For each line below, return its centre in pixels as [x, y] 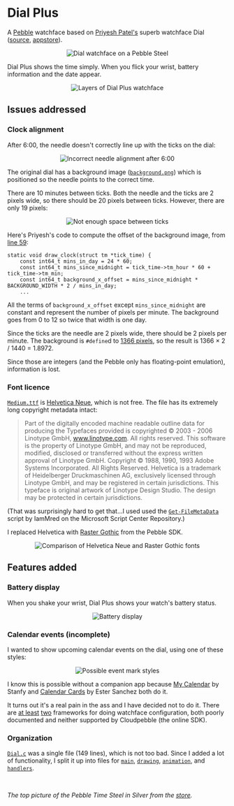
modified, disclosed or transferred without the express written [114, 453]
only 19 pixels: [28, 208]
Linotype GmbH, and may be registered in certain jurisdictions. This [122, 482]
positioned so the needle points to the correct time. [81, 179]
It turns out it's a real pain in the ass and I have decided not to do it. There [114, 705]
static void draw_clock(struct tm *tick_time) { [79, 255]
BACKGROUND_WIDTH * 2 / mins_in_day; [62, 286]
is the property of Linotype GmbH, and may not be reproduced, [115, 445]
